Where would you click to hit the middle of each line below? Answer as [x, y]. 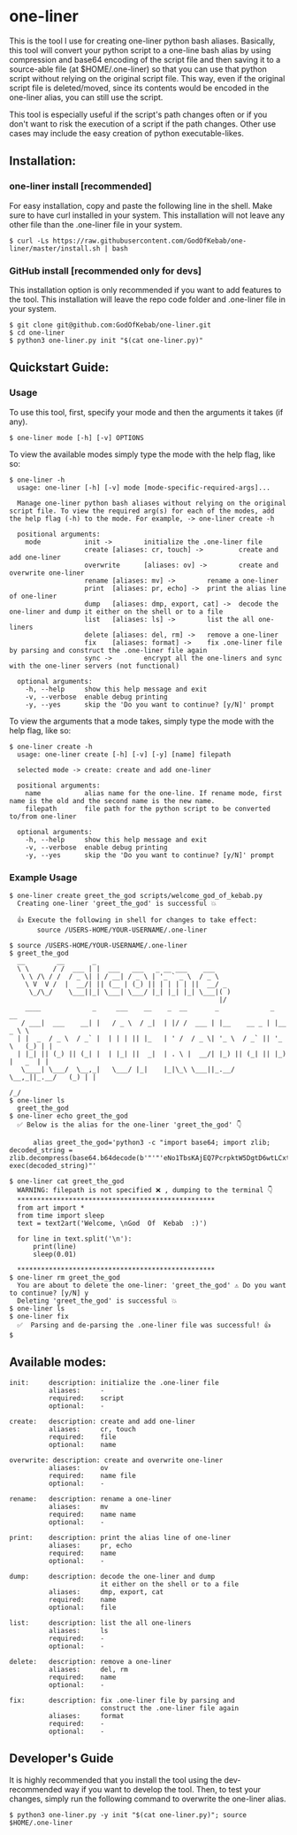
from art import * [51, 1208]
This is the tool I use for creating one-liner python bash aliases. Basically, [142, 41]
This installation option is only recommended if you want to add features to [145, 290]
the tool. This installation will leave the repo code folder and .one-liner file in [147, 299]
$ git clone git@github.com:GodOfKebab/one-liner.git [110, 325]
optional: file [82, 1607]
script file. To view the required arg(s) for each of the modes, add [142, 511]
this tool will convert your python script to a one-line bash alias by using [140, 50]
